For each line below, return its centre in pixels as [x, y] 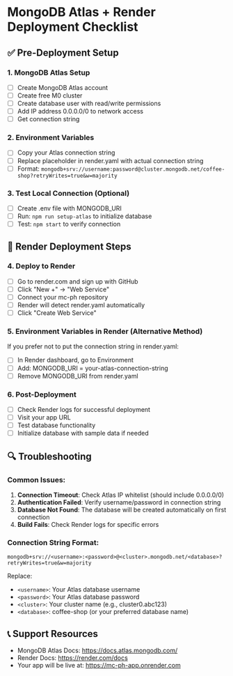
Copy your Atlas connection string [66, 153]
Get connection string [48, 119]
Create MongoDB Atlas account [63, 87]
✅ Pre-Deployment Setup [63, 53]
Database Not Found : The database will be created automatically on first [122, 509]
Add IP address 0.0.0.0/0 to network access [80, 112]
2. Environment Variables [51, 138]
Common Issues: [37, 479]
